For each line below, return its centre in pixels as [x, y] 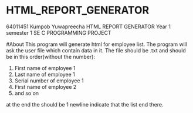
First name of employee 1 [45, 68]
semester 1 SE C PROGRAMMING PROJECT [59, 32]
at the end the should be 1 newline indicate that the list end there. [85, 104]
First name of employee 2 [45, 87]
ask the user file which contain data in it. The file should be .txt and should [96, 50]
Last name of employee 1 [45, 74]
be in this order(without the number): [51, 56]
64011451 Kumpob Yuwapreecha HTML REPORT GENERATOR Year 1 [89, 26]
